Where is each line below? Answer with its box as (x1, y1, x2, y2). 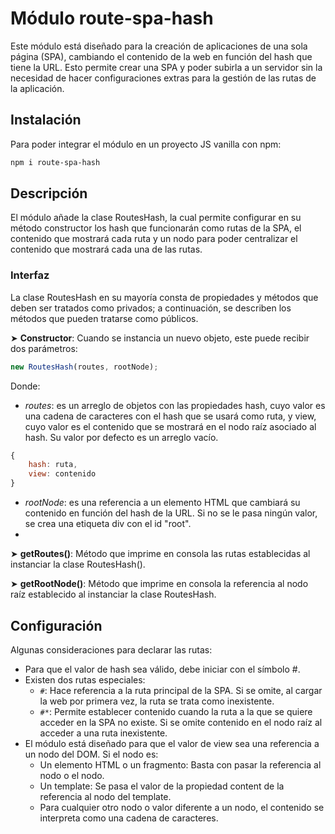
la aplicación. (10, 82, 65, 94)
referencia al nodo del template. (39, 790, 172, 802)
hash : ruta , (28, 460, 78, 470)
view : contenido (28, 469, 97, 479)
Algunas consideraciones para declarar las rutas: (10, 643, 213, 656)
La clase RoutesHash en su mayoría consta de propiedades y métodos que (10, 291, 319, 303)
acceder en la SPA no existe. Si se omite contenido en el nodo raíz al (39, 716, 323, 728)
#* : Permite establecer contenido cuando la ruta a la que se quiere (39, 705, 313, 717)
